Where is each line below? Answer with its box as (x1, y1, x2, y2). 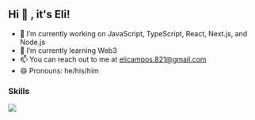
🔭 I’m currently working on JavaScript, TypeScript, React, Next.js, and (19, 28, 248, 38)
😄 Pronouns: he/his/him (19, 66, 99, 75)
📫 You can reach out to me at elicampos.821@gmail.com (19, 54, 207, 64)
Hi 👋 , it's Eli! (8, 8, 70, 21)
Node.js (19, 37, 46, 47)
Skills (8, 85, 30, 96)
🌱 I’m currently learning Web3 (19, 45, 117, 55)
